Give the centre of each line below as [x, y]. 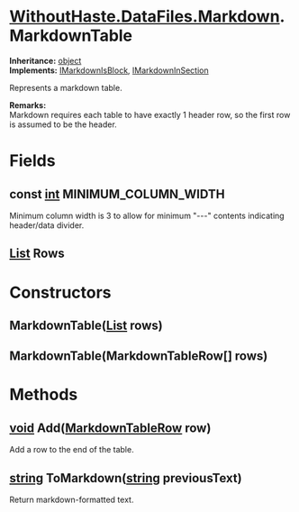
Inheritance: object [45, 60]
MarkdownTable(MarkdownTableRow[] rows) [139, 357]
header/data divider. [47, 225]
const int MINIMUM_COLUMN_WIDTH [117, 194]
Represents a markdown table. [66, 87]
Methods [44, 395]
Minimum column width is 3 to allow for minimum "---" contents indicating [147, 215]
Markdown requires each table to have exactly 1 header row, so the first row [150, 114]
